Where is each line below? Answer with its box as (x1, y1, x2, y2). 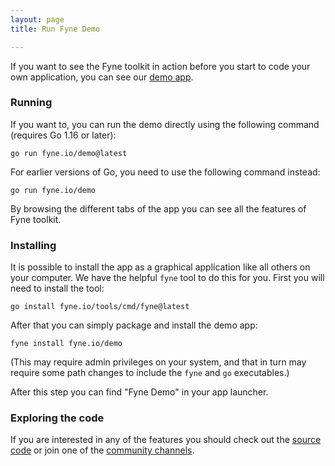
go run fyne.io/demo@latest (10, 148, 128, 158)
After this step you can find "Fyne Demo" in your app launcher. (10, 386, 269, 398)
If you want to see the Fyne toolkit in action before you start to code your (10, 60, 311, 72)
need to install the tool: (10, 282, 105, 295)
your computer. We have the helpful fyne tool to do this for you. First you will (10, 272, 325, 284)
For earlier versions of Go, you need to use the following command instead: (10, 166, 321, 178)
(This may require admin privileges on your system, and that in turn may (10, 356, 307, 368)
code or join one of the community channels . (10, 444, 195, 456)
